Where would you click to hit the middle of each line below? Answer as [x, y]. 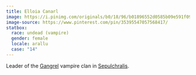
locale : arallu [30, 44]
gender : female [30, 38]
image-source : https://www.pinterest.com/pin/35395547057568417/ [87, 22]
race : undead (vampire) [40, 33]
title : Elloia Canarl [32, 11]
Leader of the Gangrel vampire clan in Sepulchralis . [68, 66]
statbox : [17, 28]
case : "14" [24, 49]
